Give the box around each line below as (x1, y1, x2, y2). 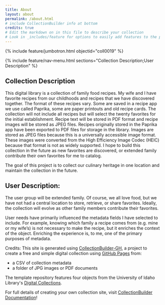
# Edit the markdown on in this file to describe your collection (5, 30, 144, 35)
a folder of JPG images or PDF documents (12, 265, 98, 271)
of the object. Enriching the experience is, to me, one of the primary (5, 230, 142, 236)
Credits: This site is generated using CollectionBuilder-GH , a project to (5, 245, 147, 251)
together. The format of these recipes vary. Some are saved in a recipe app (5, 100, 157, 106)
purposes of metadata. (5, 235, 52, 241)
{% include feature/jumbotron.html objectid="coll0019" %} (5, 48, 124, 54)
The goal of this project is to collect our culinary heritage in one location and (5, 162, 160, 168)
